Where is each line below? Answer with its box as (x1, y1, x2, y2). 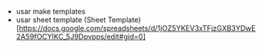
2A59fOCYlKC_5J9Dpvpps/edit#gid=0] (15, 32, 146, 41)
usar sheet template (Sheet (15, 15, 106, 24)
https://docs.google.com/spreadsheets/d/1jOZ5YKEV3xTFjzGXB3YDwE (19, 24, 256, 32)
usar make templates (15, 7, 86, 16)
